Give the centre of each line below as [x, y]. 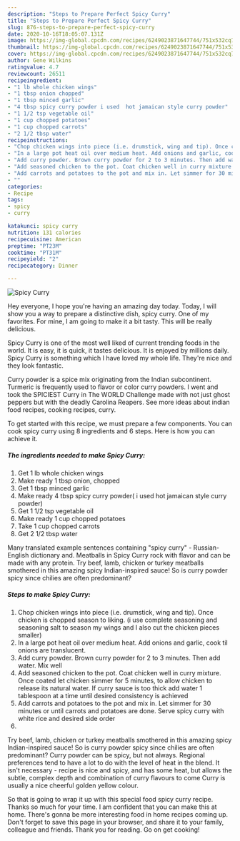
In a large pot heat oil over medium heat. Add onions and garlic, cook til [122, 643]
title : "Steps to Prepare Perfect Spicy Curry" [80, 21]
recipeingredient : [35, 80]
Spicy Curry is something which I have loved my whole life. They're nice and [120, 358]
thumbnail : [24, 47]
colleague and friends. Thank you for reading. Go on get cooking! [104, 830]
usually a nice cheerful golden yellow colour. [73, 785]
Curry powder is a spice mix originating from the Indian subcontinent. [110, 379]
